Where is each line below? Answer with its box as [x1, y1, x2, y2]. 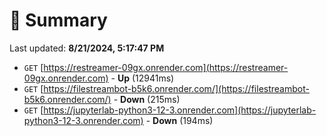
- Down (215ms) [113, 93, 181, 105]
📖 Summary [9, 9, 108, 32]
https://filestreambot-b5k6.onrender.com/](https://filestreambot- [43, 82, 310, 94]
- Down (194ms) [145, 114, 214, 126]
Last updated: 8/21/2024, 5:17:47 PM [9, 42, 165, 54]
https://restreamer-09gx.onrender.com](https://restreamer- [43, 61, 289, 73]
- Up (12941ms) [110, 72, 175, 84]
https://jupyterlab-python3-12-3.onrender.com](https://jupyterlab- [43, 104, 317, 116]
